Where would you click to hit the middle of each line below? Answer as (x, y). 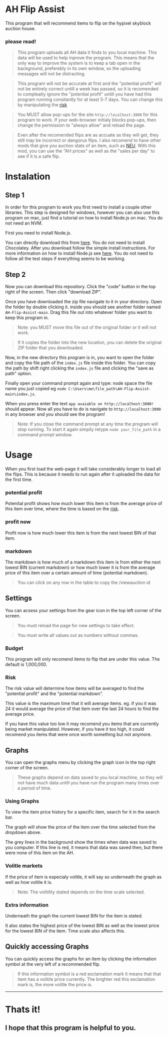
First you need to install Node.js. (38, 233)
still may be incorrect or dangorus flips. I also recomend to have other (89, 140)
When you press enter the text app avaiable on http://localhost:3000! (79, 404)
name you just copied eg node (36, 389)
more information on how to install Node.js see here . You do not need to (79, 253)
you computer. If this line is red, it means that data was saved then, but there (84, 848)
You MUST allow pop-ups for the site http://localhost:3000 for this (87, 114)
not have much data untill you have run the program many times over (88, 783)
